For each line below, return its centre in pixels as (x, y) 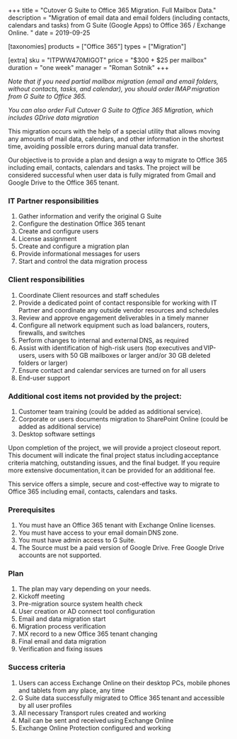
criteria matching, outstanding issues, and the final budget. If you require (114, 462)
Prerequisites (31, 510)
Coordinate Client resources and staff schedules (89, 295)
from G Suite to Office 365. (47, 96)
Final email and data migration (62, 641)
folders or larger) (43, 363)
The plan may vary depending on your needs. (85, 589)
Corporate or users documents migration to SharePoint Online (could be (123, 419)
